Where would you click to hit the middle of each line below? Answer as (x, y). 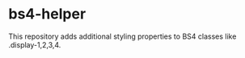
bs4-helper (47, 14)
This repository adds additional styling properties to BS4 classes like (122, 36)
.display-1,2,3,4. (35, 44)
